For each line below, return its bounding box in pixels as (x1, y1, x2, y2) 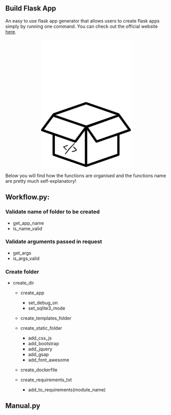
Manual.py (5, 402, 41, 410)
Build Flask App (5, 4, 56, 13)
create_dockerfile (20, 367, 58, 373)
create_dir (12, 280, 34, 286)
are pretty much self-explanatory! (5, 178, 77, 184)
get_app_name (12, 220, 44, 226)
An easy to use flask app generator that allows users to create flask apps (5, 17, 160, 24)
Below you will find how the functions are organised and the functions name (5, 172, 166, 179)
